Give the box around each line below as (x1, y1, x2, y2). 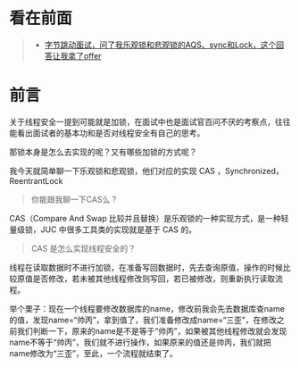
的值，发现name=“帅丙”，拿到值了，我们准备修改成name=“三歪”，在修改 (9, 314, 277, 325)
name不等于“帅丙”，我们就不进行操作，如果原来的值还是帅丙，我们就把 (9, 337, 271, 347)
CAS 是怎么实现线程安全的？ (30, 243, 137, 254)
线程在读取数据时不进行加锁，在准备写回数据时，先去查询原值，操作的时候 (9, 262, 283, 272)
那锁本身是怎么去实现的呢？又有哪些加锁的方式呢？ (9, 146, 197, 157)
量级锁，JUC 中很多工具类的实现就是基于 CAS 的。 (9, 224, 197, 235)
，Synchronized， (217, 165, 284, 176)
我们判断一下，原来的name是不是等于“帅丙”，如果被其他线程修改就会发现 (16, 325, 287, 336)
